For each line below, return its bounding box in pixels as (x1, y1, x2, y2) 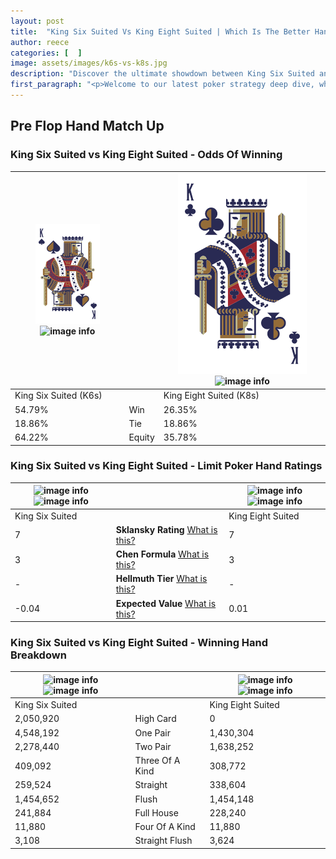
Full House (134, 806, 179, 819)
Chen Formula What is (115, 548, 210, 560)
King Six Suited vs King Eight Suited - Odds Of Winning (10, 148, 283, 162)
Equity (128, 431, 155, 444)
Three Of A (134, 755, 181, 767)
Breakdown (10, 648, 67, 662)
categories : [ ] (10, 48, 83, 58)
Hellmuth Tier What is (115, 573, 208, 585)
